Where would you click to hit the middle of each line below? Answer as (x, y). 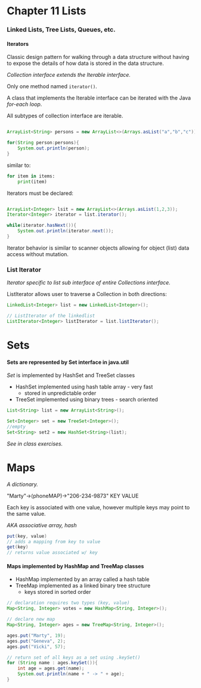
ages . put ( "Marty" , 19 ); (36, 636)
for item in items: (31, 176)
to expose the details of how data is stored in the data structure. (85, 63)
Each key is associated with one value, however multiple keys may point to (98, 507)
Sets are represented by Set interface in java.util (68, 362)
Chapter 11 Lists (47, 11)
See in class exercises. (35, 443)
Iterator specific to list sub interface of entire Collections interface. (89, 283)
